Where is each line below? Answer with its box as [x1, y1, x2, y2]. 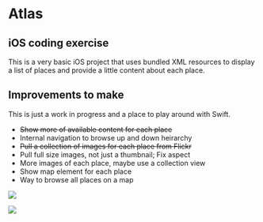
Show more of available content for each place [19, 124, 173, 134]
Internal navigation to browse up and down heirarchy [19, 133, 192, 142]
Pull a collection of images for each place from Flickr [19, 141, 192, 151]
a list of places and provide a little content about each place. [8, 66, 205, 75]
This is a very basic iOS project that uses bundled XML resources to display [8, 57, 255, 66]
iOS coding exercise [8, 36, 109, 50]
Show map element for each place [19, 167, 132, 176]
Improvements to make [8, 88, 124, 102]
